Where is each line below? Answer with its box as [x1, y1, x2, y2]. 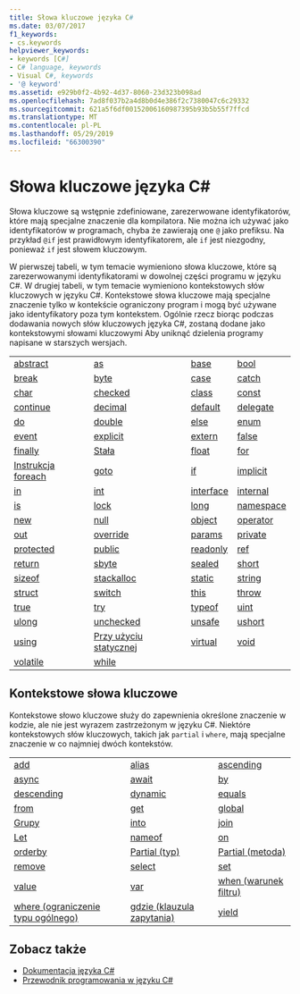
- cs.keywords [9, 38, 62, 47]
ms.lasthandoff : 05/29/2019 [9, 130, 114, 139]
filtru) [217, 886, 241, 898]
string [237, 571, 262, 584]
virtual [190, 636, 217, 648]
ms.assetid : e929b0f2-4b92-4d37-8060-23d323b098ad [9, 88, 202, 97]
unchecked [93, 615, 141, 628]
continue [13, 400, 51, 413]
